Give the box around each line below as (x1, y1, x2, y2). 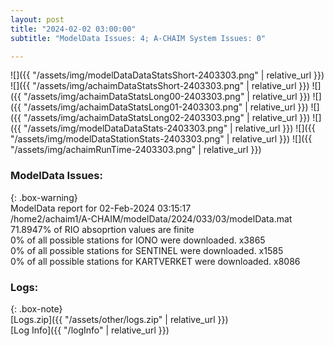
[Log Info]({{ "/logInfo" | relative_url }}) (10, 324, 170, 336)
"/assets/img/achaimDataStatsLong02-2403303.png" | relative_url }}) (23, 112, 311, 124)
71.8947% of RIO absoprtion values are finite (10, 223, 195, 235)
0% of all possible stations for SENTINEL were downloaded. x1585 (10, 244, 284, 256)
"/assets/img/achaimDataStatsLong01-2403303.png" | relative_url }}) (23, 101, 309, 113)
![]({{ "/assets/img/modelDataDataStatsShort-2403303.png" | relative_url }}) (10, 69, 325, 81)
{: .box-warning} (10, 191, 78, 203)
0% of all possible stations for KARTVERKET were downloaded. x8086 (10, 255, 301, 267)
